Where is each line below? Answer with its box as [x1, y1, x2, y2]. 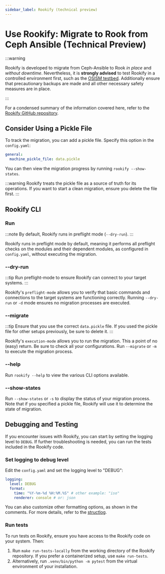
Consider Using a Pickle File [5, 124, 92, 133]
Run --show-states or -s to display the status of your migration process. [5, 396, 151, 402]
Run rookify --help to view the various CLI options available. [5, 372, 129, 378]
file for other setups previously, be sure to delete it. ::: [5, 329, 113, 335]
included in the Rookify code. [5, 444, 64, 450]
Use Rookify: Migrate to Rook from [5, 28, 148, 39]
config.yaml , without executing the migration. [5, 251, 97, 257]
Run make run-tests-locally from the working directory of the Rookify [12, 547, 155, 553]
